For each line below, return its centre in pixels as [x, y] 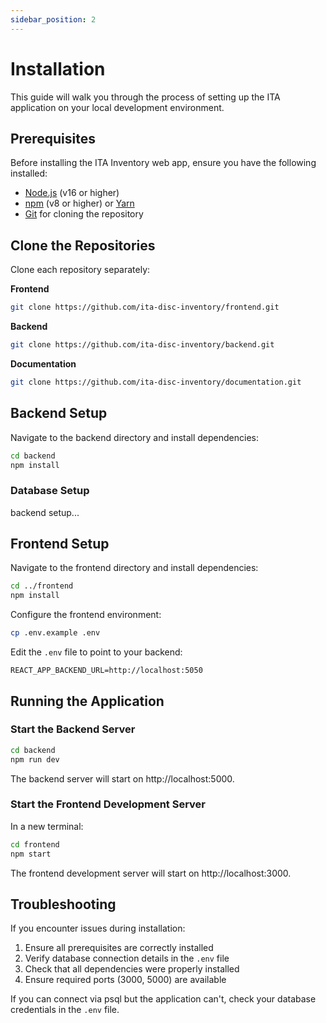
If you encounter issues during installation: [98, 928]
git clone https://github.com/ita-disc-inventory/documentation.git [156, 382]
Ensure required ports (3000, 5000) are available [125, 980]
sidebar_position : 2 [53, 19]
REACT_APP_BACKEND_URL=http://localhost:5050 [106, 671]
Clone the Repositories [83, 245]
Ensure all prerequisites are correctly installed [119, 948]
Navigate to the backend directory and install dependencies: [135, 437]
